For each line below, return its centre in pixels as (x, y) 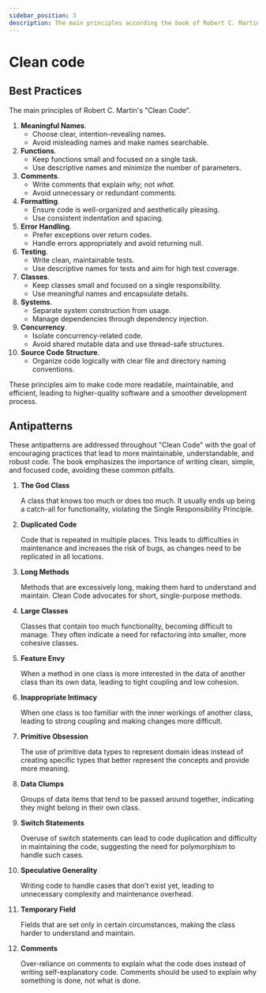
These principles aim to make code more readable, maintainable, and (121, 384)
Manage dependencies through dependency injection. (120, 319)
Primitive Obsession (54, 737)
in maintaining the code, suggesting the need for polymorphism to (128, 847)
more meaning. (45, 768)
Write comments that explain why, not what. (104, 184)
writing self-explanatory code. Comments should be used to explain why (139, 972)
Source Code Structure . (60, 352)
